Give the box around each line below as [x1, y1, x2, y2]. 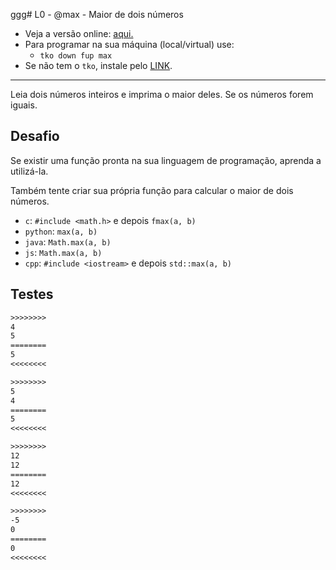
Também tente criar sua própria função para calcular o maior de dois [10, 184, 294, 196]
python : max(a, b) [24, 225, 98, 237]
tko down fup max [39, 51, 113, 61]
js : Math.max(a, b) [24, 246, 103, 258]
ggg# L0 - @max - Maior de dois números [10, 9, 184, 20]
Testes [10, 286, 54, 303]
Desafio [10, 128, 60, 145]
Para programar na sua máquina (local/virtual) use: [24, 39, 235, 50]
